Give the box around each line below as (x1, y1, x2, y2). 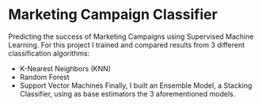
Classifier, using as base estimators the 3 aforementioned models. (19, 89, 236, 98)
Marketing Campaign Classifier (8, 6, 218, 24)
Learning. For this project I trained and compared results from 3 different (8, 40, 245, 49)
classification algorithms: (8, 48, 90, 58)
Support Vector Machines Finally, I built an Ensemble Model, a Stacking (19, 81, 253, 90)
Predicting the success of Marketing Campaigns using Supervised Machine (8, 32, 254, 41)
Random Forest (19, 72, 70, 81)
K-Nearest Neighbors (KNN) (19, 63, 112, 73)
